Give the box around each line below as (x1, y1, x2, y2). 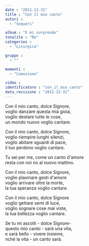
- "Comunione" (9, 71, 39, 76)
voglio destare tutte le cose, (5, 114, 62, 120)
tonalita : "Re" (5, 35, 39, 40)
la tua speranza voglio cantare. (5, 185, 68, 191)
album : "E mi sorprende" (5, 30, 58, 35)
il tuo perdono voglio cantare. (5, 144, 65, 150)
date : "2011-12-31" (5, 7, 48, 12)
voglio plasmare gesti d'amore (5, 174, 67, 180)
